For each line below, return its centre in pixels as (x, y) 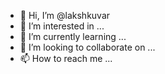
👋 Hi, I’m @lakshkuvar (65, 15)
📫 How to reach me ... (66, 58)
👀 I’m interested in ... (62, 26)
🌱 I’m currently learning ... (73, 36)
